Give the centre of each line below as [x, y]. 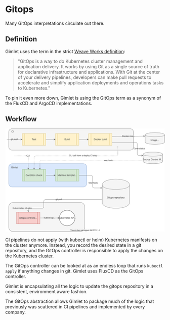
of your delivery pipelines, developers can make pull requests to [84, 77]
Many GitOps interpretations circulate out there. [55, 23]
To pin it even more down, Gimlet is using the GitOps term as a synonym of [83, 98]
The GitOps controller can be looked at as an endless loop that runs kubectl [84, 266]
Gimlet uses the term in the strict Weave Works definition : [65, 51]
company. [16, 312]
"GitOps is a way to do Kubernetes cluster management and [80, 61]
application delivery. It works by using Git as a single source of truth [88, 66]
